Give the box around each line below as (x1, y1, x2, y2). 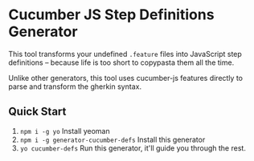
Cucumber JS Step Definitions (8, 6, 215, 24)
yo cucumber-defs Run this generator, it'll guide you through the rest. (19, 143, 247, 153)
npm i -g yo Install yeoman (19, 126, 110, 135)
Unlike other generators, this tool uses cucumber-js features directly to (8, 73, 244, 83)
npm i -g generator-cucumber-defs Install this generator (19, 135, 206, 144)
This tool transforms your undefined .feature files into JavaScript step (8, 49, 243, 58)
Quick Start (8, 105, 67, 119)
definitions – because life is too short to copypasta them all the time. (8, 58, 235, 67)
